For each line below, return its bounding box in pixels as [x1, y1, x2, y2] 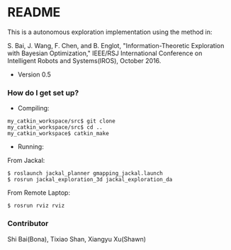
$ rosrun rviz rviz [7, 203, 65, 210]
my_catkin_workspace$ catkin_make [7, 130, 110, 137]
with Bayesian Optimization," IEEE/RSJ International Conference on [7, 49, 203, 57]
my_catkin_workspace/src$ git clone [7, 118, 115, 125]
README [7, 4, 61, 21]
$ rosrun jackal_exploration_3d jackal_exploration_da [7, 176, 173, 183]
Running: [17, 142, 44, 151]
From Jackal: [7, 157, 45, 165]
